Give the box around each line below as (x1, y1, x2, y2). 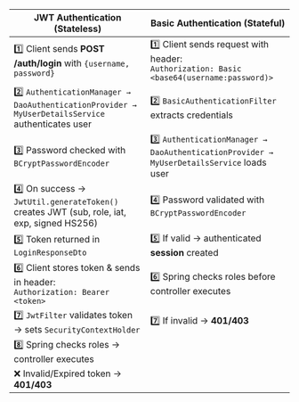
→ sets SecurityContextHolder (13, 324, 141, 335)
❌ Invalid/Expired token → (13, 367, 122, 380)
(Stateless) (53, 22, 102, 35)
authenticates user (13, 118, 92, 130)
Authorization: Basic (149, 64, 242, 74)
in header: (13, 276, 56, 288)
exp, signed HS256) (13, 217, 98, 229)
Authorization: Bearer (13, 287, 109, 297)
